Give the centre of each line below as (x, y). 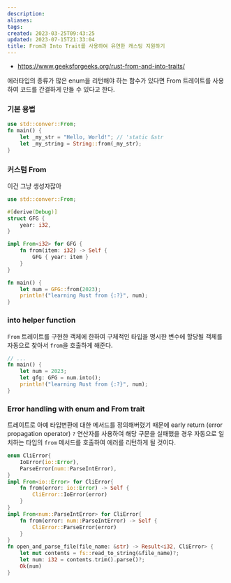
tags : (15, 27)
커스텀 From (27, 169)
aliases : (20, 20)
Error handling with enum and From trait (76, 409)
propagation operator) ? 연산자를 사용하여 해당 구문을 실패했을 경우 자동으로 (112, 434)
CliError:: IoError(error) (70, 495)
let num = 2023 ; (44, 372)
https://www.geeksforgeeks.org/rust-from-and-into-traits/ (101, 66)
